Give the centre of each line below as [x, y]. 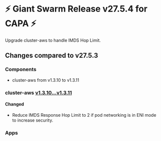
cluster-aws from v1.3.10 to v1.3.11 [45, 80]
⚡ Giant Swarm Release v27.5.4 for [76, 9]
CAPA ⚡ [21, 24]
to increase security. [33, 120]
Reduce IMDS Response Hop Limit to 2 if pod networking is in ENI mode [84, 115]
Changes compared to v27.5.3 [52, 56]
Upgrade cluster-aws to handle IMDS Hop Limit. [53, 40]
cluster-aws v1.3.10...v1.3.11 [38, 92]
